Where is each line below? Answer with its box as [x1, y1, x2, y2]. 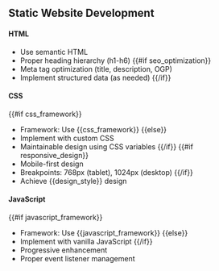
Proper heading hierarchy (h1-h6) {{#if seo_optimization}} [19, 56, 212, 65]
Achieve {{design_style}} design [19, 176, 127, 186]
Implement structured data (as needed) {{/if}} [19, 73, 171, 82]
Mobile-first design [19, 159, 84, 169]
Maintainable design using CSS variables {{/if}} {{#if [19, 141, 193, 152]
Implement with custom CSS [19, 133, 114, 143]
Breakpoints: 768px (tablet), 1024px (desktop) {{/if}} [19, 167, 193, 177]
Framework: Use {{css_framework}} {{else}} [19, 124, 167, 134]
